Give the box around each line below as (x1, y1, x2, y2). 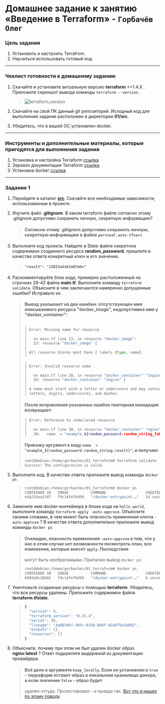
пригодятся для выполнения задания (5, 146, 100, 153)
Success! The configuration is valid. (24, 462, 104, 468)
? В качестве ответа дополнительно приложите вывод (40, 519, 154, 525)
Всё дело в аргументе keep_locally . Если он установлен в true (24, 667, 158, 673)
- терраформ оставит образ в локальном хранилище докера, (24, 672, 157, 678)
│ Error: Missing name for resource (24, 327, 100, 332)
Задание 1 (5, 185, 30, 191)
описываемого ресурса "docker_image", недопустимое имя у (24, 306, 159, 312)
